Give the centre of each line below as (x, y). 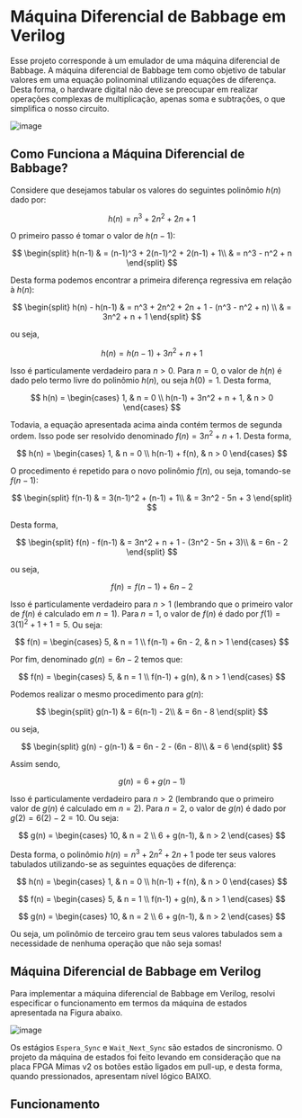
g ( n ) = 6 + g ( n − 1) (152, 781)
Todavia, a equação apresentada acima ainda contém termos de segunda (146, 425)
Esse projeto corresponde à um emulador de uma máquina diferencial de (145, 60)
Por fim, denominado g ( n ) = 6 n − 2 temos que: (97, 660)
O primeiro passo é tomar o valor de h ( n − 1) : (93, 236)
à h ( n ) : (22, 290)
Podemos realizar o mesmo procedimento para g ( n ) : (107, 694)
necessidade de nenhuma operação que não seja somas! (116, 943)
